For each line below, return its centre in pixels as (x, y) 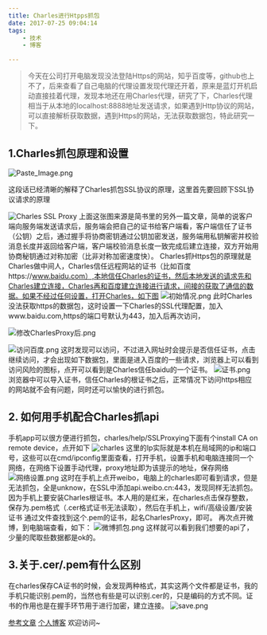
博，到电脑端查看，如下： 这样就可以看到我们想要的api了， (131, 527)
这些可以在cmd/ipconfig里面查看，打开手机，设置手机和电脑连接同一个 (138, 457)
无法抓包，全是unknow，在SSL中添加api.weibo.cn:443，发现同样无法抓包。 (133, 488)
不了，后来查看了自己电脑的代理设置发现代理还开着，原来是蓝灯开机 (139, 86)
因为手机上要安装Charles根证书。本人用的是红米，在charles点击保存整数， (130, 497)
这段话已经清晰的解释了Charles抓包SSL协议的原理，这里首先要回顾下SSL (128, 189)
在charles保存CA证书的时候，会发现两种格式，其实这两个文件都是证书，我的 (133, 586)
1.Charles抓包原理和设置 (68, 153)
